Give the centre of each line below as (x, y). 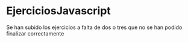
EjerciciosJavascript (59, 11)
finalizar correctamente (35, 33)
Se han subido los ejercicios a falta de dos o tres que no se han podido (94, 27)
